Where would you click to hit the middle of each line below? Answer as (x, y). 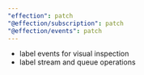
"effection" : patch (40, 16)
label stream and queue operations (77, 62)
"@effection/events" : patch (55, 31)
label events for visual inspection (74, 54)
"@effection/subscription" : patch (66, 23)
